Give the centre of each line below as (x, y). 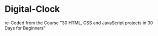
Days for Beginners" (25, 28)
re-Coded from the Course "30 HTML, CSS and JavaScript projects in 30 (79, 23)
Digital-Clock (32, 9)
